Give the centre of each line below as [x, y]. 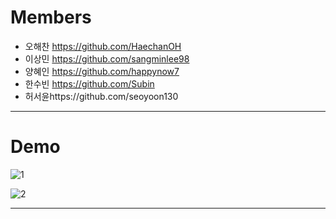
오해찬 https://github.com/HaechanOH [103, 46]
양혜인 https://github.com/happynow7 [102, 71]
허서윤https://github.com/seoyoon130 [101, 96]
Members [51, 17]
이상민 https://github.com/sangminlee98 [107, 58]
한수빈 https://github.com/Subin [89, 83]
